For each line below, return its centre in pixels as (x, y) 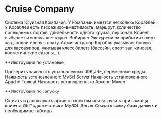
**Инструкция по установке (35, 62)
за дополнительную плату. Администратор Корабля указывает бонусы (78, 42)
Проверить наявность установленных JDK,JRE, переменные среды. (76, 71)
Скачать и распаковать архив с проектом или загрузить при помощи (77, 100)
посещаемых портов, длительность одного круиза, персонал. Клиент (77, 32)
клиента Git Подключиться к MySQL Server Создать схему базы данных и (81, 105)
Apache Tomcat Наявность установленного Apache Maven (65, 82)
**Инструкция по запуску (32, 91)
